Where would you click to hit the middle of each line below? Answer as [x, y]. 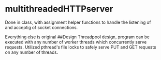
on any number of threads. [31, 52]
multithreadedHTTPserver [59, 9]
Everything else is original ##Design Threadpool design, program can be [77, 37]
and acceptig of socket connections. [42, 27]
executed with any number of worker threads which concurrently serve [76, 42]
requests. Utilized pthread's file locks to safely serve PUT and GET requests [80, 47]
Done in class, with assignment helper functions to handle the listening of [78, 22]
